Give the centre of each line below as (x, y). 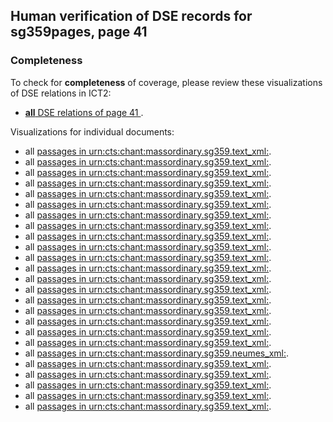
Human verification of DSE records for (131, 16)
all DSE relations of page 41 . (84, 112)
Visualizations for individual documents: (92, 131)
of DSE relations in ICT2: (61, 93)
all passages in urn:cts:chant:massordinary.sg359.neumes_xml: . (157, 353)
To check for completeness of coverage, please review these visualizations (166, 82)
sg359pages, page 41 (79, 32)
